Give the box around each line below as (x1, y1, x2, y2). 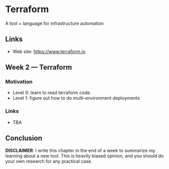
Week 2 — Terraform (5, 63, 72, 72)
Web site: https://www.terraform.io (12, 48, 85, 54)
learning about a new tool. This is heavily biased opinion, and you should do (5, 153, 164, 159)
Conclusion (5, 134, 43, 143)
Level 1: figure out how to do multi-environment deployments (12, 95, 140, 101)
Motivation (5, 78, 33, 86)
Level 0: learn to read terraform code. (12, 90, 91, 96)
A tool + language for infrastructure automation (5, 20, 104, 26)
